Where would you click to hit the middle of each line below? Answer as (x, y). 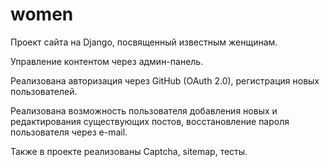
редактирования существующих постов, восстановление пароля (150, 121)
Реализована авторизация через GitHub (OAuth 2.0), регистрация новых (165, 80)
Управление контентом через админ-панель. (107, 61)
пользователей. (44, 91)
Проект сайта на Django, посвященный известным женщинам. (144, 42)
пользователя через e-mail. (69, 132)
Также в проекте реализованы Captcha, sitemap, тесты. (129, 151)
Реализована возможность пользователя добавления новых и (144, 110)
